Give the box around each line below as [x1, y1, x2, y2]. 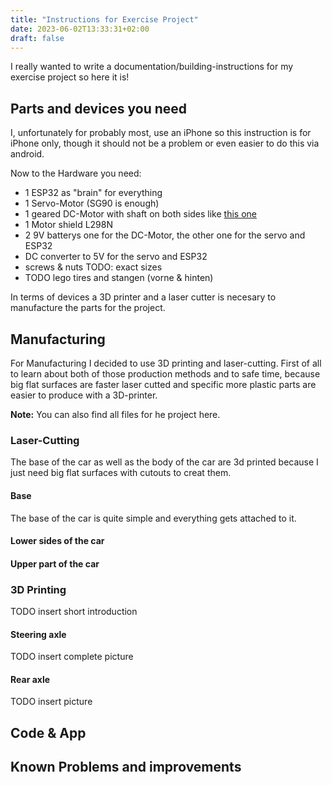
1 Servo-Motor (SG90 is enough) [24, 197, 160, 210]
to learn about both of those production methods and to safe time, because [10, 368, 321, 380]
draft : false [10, 33, 65, 43]
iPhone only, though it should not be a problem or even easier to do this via [10, 137, 320, 150]
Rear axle [10, 673, 51, 685]
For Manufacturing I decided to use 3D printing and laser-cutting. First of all [10, 357, 322, 369]
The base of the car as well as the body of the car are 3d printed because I [10, 456, 319, 468]
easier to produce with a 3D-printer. [10, 389, 158, 401]
